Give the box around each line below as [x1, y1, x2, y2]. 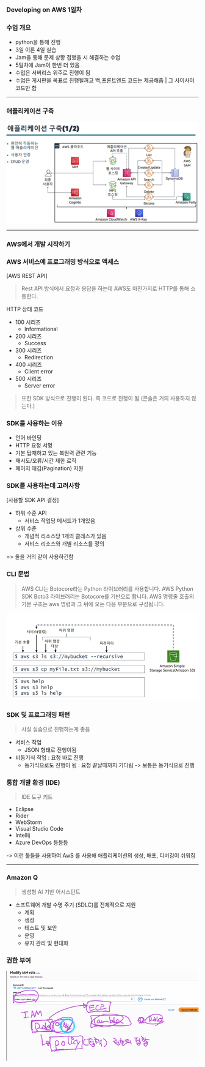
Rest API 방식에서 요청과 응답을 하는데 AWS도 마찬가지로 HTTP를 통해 [21, 285, 189, 292]
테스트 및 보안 [24, 924, 57, 931]
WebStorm [15, 818, 43, 826]
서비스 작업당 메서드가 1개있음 [24, 517, 96, 525]
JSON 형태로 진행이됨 [24, 746, 77, 754]
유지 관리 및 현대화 [24, 939, 69, 946]
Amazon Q [6, 874, 38, 882]
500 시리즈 [15, 375, 42, 382]
